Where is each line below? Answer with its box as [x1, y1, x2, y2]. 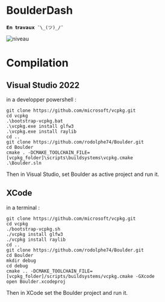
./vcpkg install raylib [6, 237, 66, 243]
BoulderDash [6, 4, 73, 17]
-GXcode [135, 273, 155, 279]
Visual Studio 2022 [6, 80, 80, 90]
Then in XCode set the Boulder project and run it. [6, 289, 128, 296]
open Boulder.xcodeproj [6, 279, 66, 285]
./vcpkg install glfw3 [6, 231, 63, 237]
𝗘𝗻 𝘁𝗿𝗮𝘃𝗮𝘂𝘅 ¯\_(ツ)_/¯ [6, 25, 64, 31]
